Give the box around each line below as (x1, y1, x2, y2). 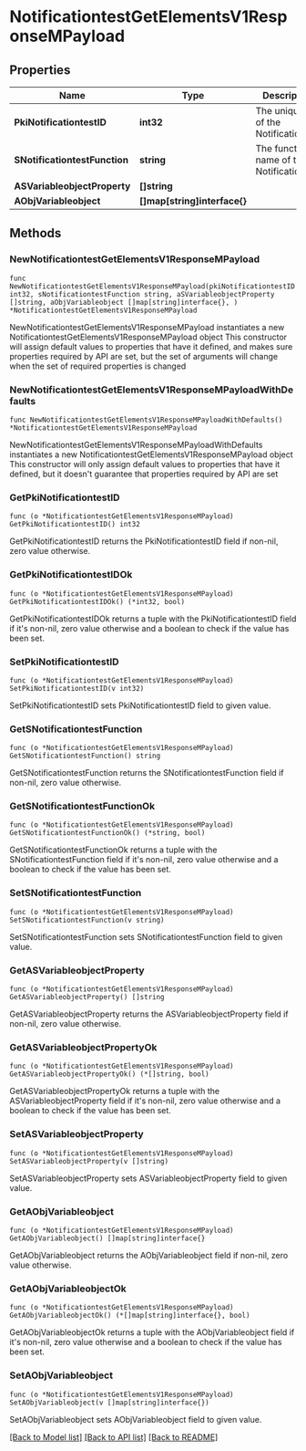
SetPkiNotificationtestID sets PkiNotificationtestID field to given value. (9, 700, 271, 711)
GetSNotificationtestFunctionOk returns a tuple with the (9, 844, 218, 855)
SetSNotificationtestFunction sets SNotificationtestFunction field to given (9, 931, 283, 942)
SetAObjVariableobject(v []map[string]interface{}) (9, 1398, 209, 1407)
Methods (9, 225, 62, 241)
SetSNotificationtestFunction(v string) (9, 915, 166, 924)
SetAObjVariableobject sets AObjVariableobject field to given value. (9, 1414, 262, 1425)
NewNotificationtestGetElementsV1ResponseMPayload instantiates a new (9, 321, 285, 332)
